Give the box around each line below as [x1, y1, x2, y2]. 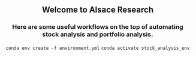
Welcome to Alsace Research [41, 5, 154, 15]
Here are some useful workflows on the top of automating [11, 23, 184, 31]
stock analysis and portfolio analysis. [42, 30, 153, 38]
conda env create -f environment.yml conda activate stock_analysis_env [5, 45, 190, 51]
